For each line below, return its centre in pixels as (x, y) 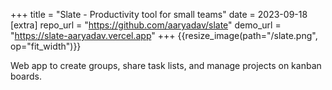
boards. (26, 76)
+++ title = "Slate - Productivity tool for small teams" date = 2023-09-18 (159, 14)
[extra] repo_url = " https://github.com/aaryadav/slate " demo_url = (146, 25)
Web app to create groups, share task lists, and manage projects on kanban (166, 65)
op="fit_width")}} (46, 46)
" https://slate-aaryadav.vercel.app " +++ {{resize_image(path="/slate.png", (164, 35)
